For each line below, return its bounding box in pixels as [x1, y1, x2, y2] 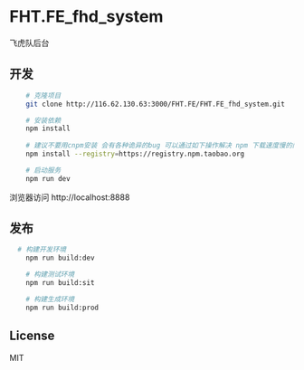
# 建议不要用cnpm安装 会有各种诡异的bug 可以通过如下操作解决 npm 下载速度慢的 [25, 141, 292, 150]
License [9, 328, 55, 344]
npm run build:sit [25, 279, 95, 288]
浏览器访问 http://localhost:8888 [9, 192, 130, 203]
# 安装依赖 [25, 116, 62, 125]
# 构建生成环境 [25, 294, 75, 304]
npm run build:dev [25, 253, 95, 263]
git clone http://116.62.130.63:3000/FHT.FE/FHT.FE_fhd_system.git [25, 100, 285, 109]
